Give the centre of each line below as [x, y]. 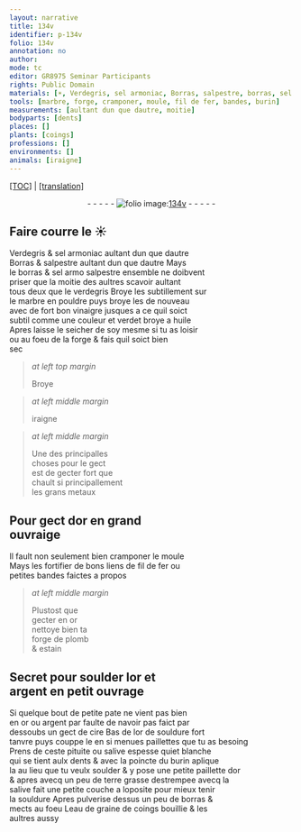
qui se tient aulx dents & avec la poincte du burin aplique [114, 760]
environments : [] [42, 151]
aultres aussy [34, 818]
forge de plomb [60, 639]
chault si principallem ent [77, 482]
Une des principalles [69, 454]
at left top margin [64, 367]
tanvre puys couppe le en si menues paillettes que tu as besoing [129, 741]
